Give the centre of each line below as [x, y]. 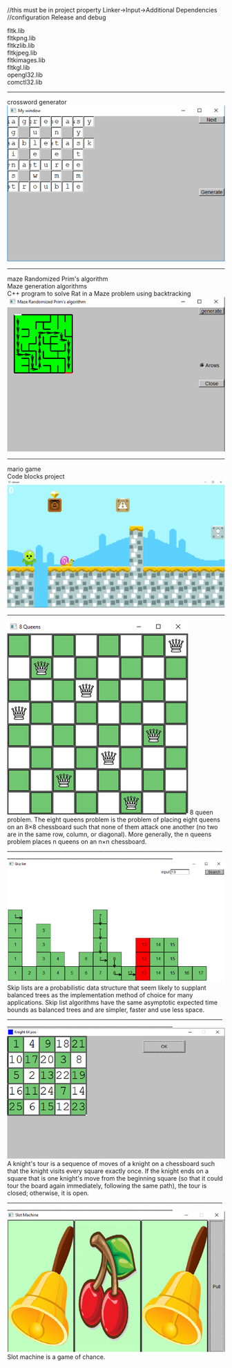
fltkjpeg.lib [22, 53]
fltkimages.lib [27, 60]
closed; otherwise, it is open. [48, 1193]
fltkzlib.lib [21, 45]
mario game [24, 469]
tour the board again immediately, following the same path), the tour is [107, 1185]
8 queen [201, 812]
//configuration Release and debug [57, 17]
